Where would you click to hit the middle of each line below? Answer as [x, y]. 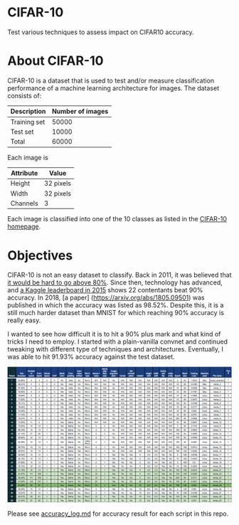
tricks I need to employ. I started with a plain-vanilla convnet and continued [118, 341]
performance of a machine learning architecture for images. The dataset [113, 88]
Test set [22, 132]
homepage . [24, 227]
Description [28, 112]
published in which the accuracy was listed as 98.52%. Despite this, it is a [116, 305]
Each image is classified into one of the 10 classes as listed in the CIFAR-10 [117, 219]
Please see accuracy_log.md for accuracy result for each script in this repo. [118, 514]
